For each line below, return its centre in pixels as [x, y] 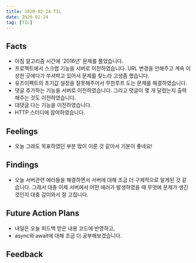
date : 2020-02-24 [27, 17]
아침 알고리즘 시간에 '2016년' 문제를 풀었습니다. [69, 61]
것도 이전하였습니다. [53, 98]
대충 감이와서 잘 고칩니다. [59, 194]
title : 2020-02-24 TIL [34, 11]
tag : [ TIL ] [19, 22]
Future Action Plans [43, 213]
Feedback [25, 254]
